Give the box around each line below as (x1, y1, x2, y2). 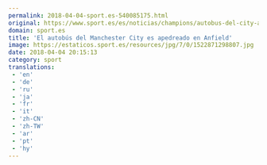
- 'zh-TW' (11, 122, 44, 130)
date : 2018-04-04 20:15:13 (8, 48, 98, 56)
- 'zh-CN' (11, 115, 44, 123)
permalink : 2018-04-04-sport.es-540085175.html (8, 11, 169, 20)
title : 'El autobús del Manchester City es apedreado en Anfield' (8, 33, 233, 42)
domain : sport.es (8, 26, 66, 34)
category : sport (8, 56, 62, 64)
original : (8, 19, 41, 27)
